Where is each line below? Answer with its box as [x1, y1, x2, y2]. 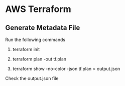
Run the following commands [5, 36, 66, 42]
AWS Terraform [5, 3, 71, 15]
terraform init [12, 46, 40, 52]
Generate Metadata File [5, 23, 80, 32]
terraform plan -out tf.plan [12, 56, 67, 62]
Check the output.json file [5, 75, 59, 81]
